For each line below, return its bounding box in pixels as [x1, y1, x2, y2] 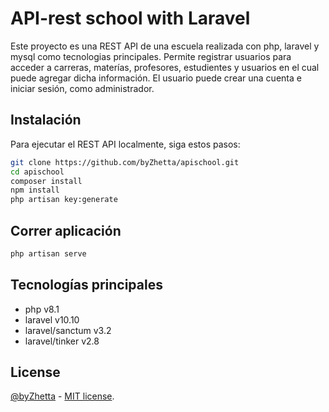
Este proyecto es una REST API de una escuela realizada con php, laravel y [10, 40, 320, 52]
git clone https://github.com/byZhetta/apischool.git [10, 157, 240, 167]
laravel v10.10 [24, 313, 80, 326]
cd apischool [10, 167, 65, 177]
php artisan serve [10, 248, 87, 259]
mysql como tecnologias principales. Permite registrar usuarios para [10, 50, 292, 62]
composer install [10, 176, 83, 186]
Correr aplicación [10, 222, 122, 239]
